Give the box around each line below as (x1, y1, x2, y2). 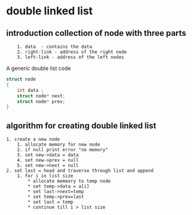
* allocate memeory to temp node (28, 178, 111, 185)
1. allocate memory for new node (17, 142, 100, 148)
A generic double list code (6, 64, 71, 72)
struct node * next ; (17, 93, 66, 99)
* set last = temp (28, 199, 74, 205)
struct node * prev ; (17, 99, 66, 105)
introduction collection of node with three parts (6, 28, 187, 38)
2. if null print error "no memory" (17, 147, 109, 153)
